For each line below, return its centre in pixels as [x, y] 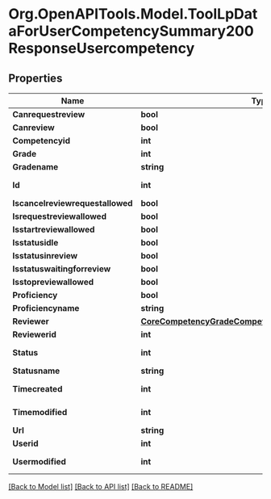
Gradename [35, 167]
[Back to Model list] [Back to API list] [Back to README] [101, 486]
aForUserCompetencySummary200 [131, 31]
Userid [25, 443]
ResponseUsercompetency [102, 48]
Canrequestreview [49, 114]
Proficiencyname [46, 308]
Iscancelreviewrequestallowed [73, 203]
